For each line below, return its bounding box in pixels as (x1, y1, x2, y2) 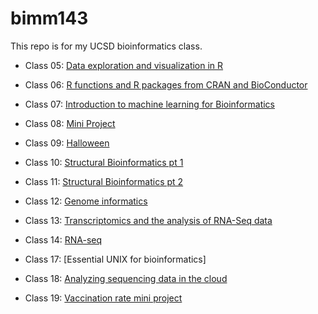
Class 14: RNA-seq (24, 233, 103, 246)
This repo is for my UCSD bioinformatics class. (10, 40, 203, 52)
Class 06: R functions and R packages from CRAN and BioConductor (24, 78, 308, 91)
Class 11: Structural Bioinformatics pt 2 (24, 175, 184, 187)
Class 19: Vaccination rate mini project (24, 292, 183, 304)
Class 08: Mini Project (24, 117, 116, 129)
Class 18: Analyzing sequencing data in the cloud (24, 272, 228, 284)
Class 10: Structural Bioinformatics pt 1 (24, 156, 184, 168)
